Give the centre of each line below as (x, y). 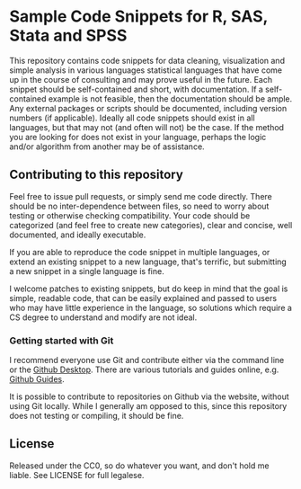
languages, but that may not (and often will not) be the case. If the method (147, 127)
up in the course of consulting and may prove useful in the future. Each (141, 79)
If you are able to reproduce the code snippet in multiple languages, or (140, 252)
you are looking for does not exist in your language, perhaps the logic (138, 137)
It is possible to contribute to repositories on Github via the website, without (149, 396)
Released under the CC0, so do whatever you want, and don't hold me (139, 466)
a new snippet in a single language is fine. (87, 271)
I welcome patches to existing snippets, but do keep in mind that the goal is (149, 289)
